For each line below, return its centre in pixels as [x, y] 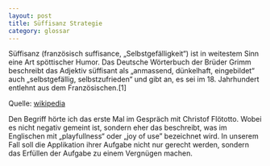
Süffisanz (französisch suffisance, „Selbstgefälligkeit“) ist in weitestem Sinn [134, 54]
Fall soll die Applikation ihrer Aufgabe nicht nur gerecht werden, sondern [129, 145]
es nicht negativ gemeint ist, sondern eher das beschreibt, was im [118, 128]
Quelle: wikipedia [37, 104]
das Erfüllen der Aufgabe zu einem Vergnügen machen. [101, 153]
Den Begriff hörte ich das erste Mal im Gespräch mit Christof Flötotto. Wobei [135, 119]
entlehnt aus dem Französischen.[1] [68, 88]
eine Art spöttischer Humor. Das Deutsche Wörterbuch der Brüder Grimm [130, 62]
